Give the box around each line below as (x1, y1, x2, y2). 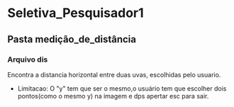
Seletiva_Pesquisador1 (7, 5, 144, 21)
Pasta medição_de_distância (7, 33, 137, 45)
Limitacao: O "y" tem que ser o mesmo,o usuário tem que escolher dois (17, 84, 227, 93)
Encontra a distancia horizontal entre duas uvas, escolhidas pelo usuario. (7, 70, 221, 79)
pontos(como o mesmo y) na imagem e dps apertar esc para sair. (17, 91, 209, 100)
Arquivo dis (7, 55, 48, 64)
